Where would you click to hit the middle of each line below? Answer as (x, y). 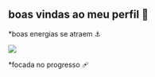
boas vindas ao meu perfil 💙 (78, 15)
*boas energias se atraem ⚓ (55, 33)
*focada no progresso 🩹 (49, 64)
